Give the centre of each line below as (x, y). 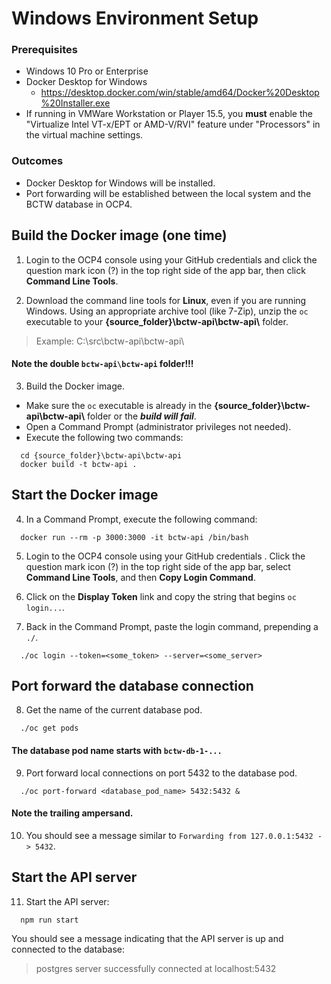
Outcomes (37, 161)
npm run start (49, 920)
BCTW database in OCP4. (79, 204)
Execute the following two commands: (104, 437)
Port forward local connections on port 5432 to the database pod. (161, 773)
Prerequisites (44, 50)
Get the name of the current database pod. (114, 710)
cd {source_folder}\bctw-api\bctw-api (101, 455)
